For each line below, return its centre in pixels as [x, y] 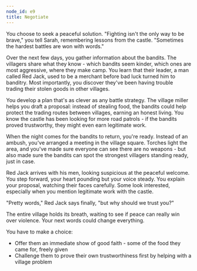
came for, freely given [41, 249]
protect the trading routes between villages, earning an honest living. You [95, 113]
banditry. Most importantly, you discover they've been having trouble [90, 82]
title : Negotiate [27, 17]
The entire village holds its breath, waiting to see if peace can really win [93, 214]
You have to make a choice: [40, 232]
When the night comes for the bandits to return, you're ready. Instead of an [97, 136]
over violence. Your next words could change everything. [76, 220]
